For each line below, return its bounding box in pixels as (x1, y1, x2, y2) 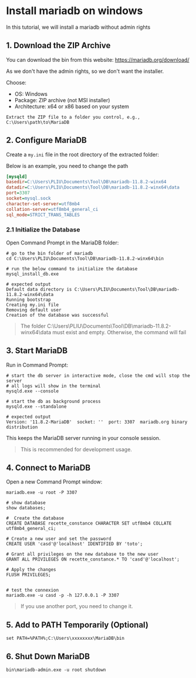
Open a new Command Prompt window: (6, 478, 103, 485)
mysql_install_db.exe (6, 271, 59, 277)
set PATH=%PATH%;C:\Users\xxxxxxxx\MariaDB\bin (6, 636, 125, 642)
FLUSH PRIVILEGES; (6, 572, 51, 578)
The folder (20, 322, 46, 330)
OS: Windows (14, 90, 48, 98)
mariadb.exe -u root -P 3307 (6, 489, 77, 496)
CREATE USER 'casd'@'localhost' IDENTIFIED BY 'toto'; (6, 541, 143, 547)
